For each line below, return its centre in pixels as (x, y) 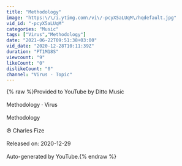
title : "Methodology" (34, 12)
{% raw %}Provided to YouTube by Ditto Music (65, 92)
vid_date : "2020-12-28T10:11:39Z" (51, 46)
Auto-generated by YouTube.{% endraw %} (62, 157)
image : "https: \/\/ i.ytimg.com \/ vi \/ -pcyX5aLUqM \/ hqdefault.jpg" (91, 18)
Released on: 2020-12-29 (39, 143)
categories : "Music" (33, 29)
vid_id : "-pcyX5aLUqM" (35, 23)
